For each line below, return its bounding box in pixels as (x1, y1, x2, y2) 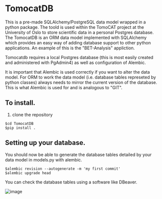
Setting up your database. (5, 139, 86, 147)
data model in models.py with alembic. (5, 157, 82, 162)
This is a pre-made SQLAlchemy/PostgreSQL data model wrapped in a (5, 19, 146, 25)
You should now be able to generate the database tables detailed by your (5, 152, 152, 158)
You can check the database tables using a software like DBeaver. (5, 179, 138, 185)
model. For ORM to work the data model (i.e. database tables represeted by (5, 74, 156, 80)
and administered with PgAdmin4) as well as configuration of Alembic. (5, 60, 146, 65)
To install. (5, 99, 36, 107)
